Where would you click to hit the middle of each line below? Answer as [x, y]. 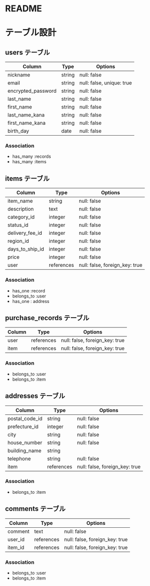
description [21, 209]
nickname [19, 75]
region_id [18, 241]
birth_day [18, 131]
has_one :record [29, 291]
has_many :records [31, 156]
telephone [19, 458]
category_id [21, 217]
